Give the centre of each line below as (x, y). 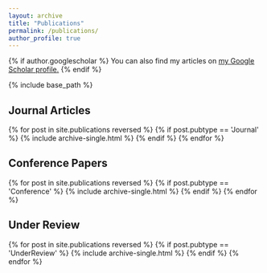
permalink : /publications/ (53, 31)
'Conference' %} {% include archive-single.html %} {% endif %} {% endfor (133, 191)
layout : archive (35, 16)
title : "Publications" (46, 23)
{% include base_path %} (51, 85)
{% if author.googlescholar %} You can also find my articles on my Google (131, 61)
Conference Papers (58, 163)
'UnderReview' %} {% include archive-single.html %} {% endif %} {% (124, 253)
